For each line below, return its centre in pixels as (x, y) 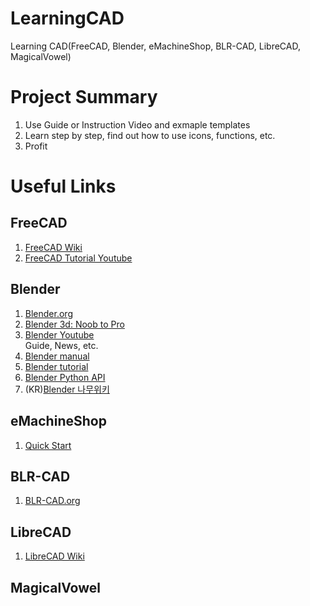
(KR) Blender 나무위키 (67, 389)
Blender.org (48, 313)
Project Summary (84, 97)
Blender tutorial (56, 366)
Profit (36, 146)
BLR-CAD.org (52, 501)
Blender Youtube (59, 334)
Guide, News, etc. (61, 345)
